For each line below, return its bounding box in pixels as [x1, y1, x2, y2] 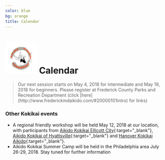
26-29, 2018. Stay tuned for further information [12, 149, 111, 155]
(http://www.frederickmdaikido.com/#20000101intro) [17, 98, 128, 104]
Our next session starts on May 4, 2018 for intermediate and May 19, [17, 81, 160, 87]
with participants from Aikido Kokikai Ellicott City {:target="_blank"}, [12, 127, 153, 133]
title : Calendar [5, 19, 39, 24]
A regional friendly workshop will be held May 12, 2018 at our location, [12, 122, 159, 128]
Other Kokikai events [5, 110, 58, 117]
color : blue [5, 8, 30, 13]
